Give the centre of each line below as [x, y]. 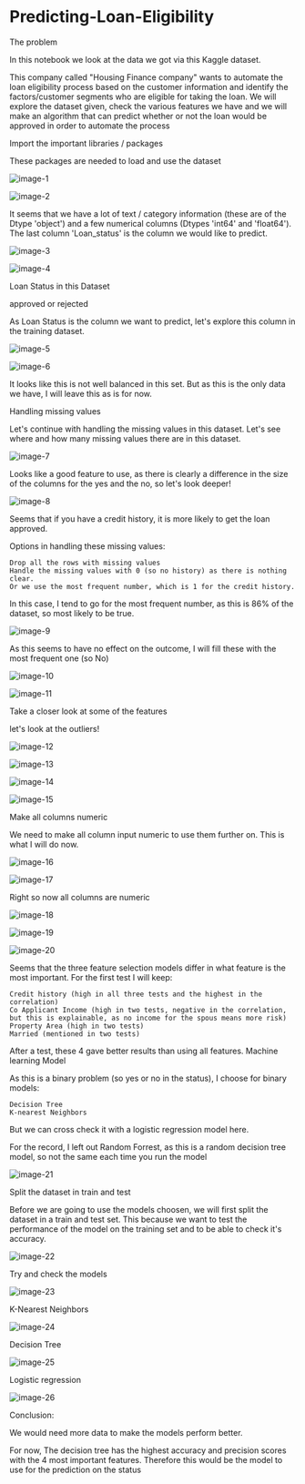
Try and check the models [58, 1274]
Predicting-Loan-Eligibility [112, 17]
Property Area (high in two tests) [77, 1026]
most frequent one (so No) [59, 658]
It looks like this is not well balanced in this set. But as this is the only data [147, 383]
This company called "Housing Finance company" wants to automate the [147, 77]
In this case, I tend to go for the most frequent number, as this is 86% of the [152, 604]
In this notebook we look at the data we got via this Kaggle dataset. [135, 59]
